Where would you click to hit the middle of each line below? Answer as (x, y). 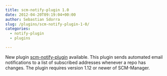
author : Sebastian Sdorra (32, 19)
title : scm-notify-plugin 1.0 (37, 10)
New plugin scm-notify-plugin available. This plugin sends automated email (84, 57)
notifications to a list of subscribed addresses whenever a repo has (76, 62)
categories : (18, 29)
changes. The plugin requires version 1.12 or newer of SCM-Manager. (78, 68)
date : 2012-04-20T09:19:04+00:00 (41, 15)
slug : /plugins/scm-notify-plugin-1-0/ (47, 24)
